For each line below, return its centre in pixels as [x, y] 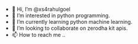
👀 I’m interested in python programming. [61, 15]
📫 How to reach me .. [38, 35]
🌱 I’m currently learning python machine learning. [72, 22]
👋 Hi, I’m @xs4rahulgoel [41, 9]
